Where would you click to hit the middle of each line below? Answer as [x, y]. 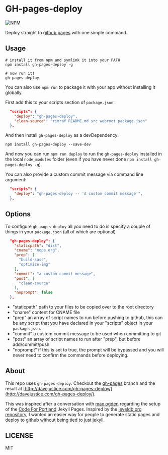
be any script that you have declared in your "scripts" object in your [83, 323]
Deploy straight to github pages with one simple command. [66, 32]
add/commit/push [31, 344]
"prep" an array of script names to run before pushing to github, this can [88, 318]
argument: [16, 180]
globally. [14, 92]
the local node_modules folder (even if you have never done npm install [79, 159]
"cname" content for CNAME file [46, 312]
